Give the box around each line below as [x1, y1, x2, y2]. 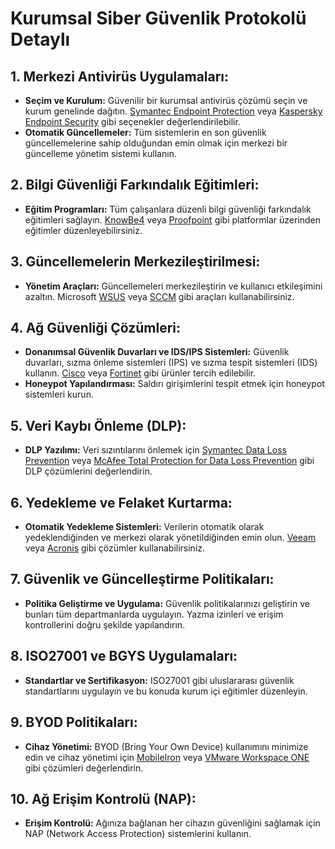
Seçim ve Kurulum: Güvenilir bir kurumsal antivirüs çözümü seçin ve [24, 95, 308, 106]
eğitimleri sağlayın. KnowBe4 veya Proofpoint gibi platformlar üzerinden [24, 213, 322, 226]
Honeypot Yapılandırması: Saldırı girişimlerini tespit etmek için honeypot [24, 378, 325, 390]
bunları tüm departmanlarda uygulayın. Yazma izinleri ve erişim [24, 608, 284, 620]
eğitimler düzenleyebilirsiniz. [24, 224, 143, 236]
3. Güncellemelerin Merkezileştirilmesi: [10, 253, 261, 271]
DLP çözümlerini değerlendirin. [24, 465, 153, 477]
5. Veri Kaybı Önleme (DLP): [10, 417, 187, 434]
